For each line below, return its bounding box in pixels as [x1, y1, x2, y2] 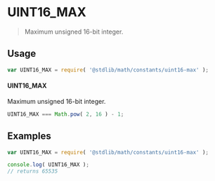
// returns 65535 [7, 168, 58, 175]
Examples [7, 130, 51, 142]
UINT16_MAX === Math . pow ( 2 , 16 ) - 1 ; [7, 110, 124, 118]
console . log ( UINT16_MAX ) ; [7, 161, 90, 168]
